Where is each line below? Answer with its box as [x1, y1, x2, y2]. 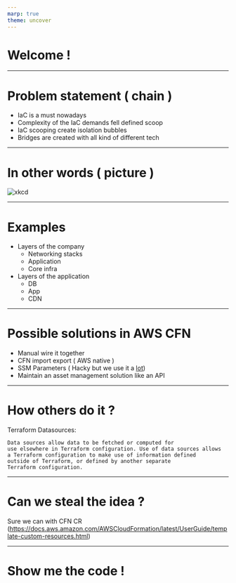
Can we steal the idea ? [7, 494, 145, 510]
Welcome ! [7, 47, 71, 63]
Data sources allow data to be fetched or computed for [7, 440, 174, 447]
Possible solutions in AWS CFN [7, 326, 192, 341]
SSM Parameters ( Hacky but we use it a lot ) [17, 364, 146, 372]
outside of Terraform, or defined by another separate [7, 458, 171, 465]
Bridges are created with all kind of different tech [17, 133, 159, 142]
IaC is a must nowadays [17, 111, 86, 119]
